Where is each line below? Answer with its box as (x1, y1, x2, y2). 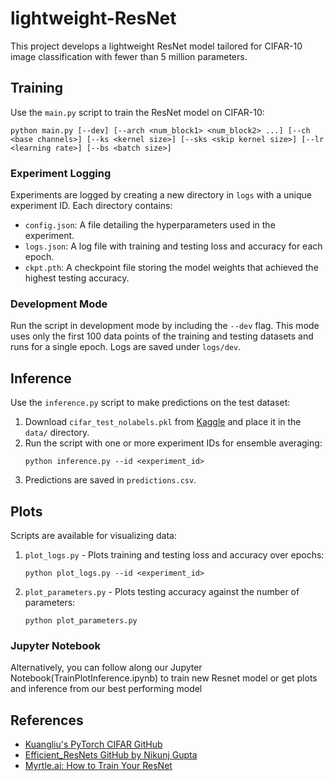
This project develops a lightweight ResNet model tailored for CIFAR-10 (10, 40, 303, 52)
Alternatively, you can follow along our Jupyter (10, 662, 203, 674)
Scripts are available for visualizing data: (10, 529, 177, 541)
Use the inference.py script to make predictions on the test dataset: (10, 397, 291, 409)
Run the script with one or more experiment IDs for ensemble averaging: (24, 437, 323, 449)
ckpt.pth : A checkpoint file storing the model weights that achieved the (24, 262, 319, 274)
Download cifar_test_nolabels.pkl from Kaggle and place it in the (24, 416, 302, 428)
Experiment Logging (10, 166, 112, 180)
